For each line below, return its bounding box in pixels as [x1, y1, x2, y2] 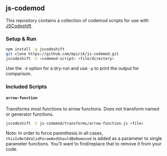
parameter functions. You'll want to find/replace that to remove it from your [6, 140, 162, 146]
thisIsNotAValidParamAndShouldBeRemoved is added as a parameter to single [6, 135, 162, 141]
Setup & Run [6, 35, 37, 42]
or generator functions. [6, 111, 54, 117]
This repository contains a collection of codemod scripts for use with [6, 17, 149, 23]
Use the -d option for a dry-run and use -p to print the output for [6, 65, 139, 71]
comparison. [6, 70, 32, 76]
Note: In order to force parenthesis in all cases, [6, 130, 103, 136]
